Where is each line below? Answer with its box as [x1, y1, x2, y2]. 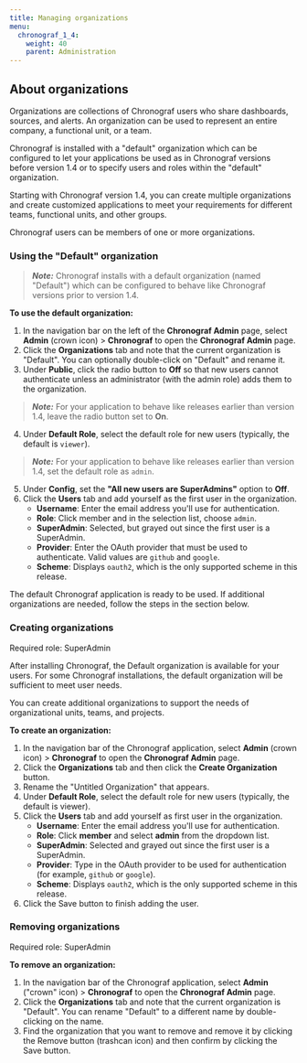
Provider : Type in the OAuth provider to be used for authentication [36, 859, 287, 870]
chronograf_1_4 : [17, 30, 79, 39]
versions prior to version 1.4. [31, 290, 140, 301]
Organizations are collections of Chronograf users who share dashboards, [9, 105, 289, 116]
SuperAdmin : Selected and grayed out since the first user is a [36, 839, 270, 851]
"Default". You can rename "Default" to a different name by [22, 1005, 245, 1016]
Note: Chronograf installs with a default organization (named [31, 271, 261, 282]
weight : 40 [26, 38, 68, 48]
